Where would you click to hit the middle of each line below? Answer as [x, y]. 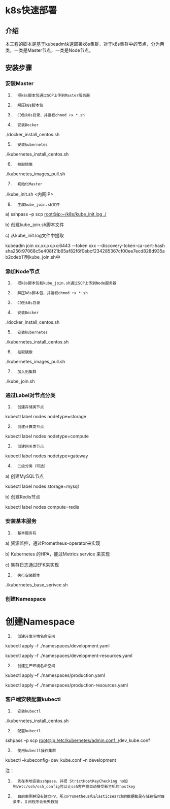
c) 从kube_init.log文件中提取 [35, 235]
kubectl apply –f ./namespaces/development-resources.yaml [69, 656]
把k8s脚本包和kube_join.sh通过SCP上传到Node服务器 [67, 283]
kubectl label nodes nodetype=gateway [47, 456]
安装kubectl [29, 711]
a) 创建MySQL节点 [25, 476]
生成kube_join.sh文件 [39, 205]
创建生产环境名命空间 [37, 666]
